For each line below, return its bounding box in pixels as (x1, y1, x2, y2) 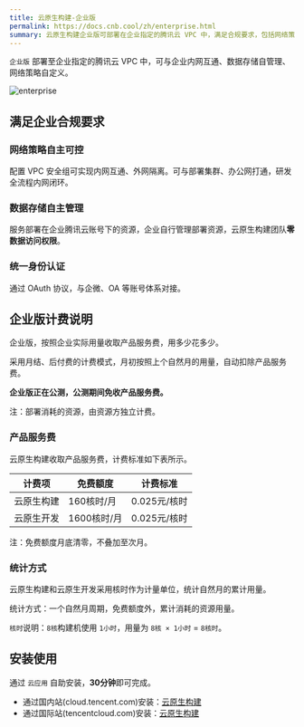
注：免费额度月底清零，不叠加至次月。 (9, 536, 152, 548)
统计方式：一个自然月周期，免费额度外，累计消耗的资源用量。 (9, 603, 240, 614)
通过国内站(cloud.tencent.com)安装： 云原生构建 (22, 696, 202, 707)
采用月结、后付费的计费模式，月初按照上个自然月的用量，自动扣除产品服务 (9, 357, 287, 368)
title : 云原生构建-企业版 (9, 13, 97, 23)
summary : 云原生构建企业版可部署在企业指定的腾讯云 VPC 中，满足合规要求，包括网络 (9, 30, 289, 39)
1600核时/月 (68, 512, 123, 524)
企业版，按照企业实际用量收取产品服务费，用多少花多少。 (9, 337, 223, 349)
